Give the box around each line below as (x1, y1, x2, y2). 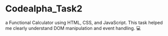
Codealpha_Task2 (5, 3, 82, 14)
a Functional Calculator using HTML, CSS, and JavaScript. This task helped (5, 19, 163, 25)
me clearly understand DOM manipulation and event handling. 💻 (5, 25, 141, 31)
